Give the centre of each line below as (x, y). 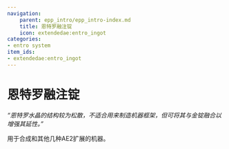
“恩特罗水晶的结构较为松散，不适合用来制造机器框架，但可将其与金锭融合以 (114, 115)
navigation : (24, 13)
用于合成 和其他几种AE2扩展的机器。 (58, 138)
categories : (24, 39)
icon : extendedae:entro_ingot (63, 33)
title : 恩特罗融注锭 (46, 26)
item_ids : (21, 52)
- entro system (29, 46)
